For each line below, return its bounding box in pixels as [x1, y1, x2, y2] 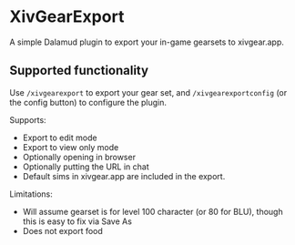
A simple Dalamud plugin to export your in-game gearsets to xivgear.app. [9, 36, 284, 47]
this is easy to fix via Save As [22, 216, 132, 227]
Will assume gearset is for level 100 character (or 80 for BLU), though [22, 206, 284, 217]
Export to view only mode [22, 141, 119, 152]
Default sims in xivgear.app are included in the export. [22, 170, 226, 181]
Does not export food [22, 225, 103, 236]
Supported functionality [9, 63, 148, 78]
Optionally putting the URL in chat [22, 161, 149, 172]
